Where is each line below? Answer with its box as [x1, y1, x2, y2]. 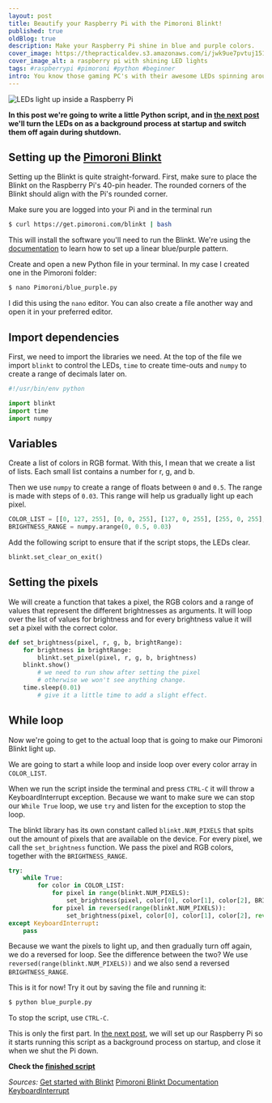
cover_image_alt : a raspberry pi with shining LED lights [8, 57, 208, 66]
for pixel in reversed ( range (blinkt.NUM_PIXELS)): [51, 904, 227, 912]
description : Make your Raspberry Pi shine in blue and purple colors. [8, 42, 255, 50]
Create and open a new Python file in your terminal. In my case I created [8, 260, 249, 269]
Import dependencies [8, 330, 120, 344]
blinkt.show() [23, 661, 70, 669]
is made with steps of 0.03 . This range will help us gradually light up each [8, 491, 253, 501]
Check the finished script [8, 1062, 96, 1071]
